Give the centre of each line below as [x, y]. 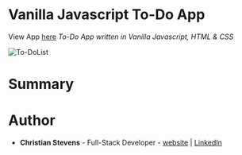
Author [32, 120]
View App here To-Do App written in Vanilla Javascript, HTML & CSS [121, 37]
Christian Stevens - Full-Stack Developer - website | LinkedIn [121, 143]
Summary [41, 84]
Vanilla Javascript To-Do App [107, 15]
